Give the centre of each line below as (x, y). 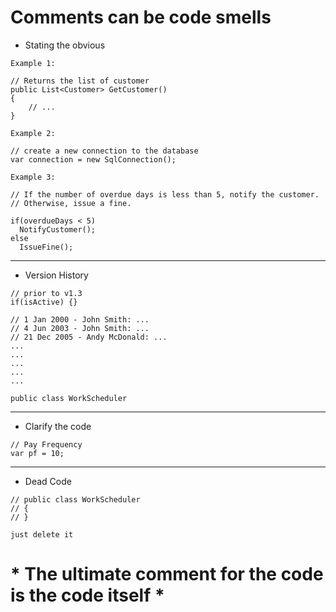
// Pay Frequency (46, 444)
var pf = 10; (37, 453)
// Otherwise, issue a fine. (71, 203)
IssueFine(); (46, 247)
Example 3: (33, 177)
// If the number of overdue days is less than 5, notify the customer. (165, 194)
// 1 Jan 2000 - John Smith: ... (80, 319)
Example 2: (33, 133)
